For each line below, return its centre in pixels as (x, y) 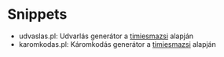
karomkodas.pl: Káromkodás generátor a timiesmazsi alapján (118, 44)
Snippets (37, 14)
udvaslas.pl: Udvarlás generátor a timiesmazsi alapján (106, 36)
